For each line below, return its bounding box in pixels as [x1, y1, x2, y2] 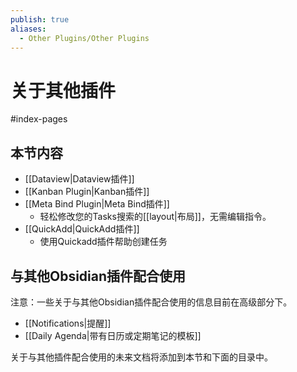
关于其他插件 [10, 79, 117, 102]
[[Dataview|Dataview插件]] [24, 173, 135, 185]
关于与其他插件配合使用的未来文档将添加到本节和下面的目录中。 [10, 351, 273, 363]
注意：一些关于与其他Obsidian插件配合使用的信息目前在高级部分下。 [10, 296, 293, 308]
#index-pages [10, 113, 68, 125]
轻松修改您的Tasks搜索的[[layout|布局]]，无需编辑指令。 [39, 211, 272, 223]
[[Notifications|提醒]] [24, 317, 112, 329]
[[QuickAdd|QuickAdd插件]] [24, 223, 140, 235]
